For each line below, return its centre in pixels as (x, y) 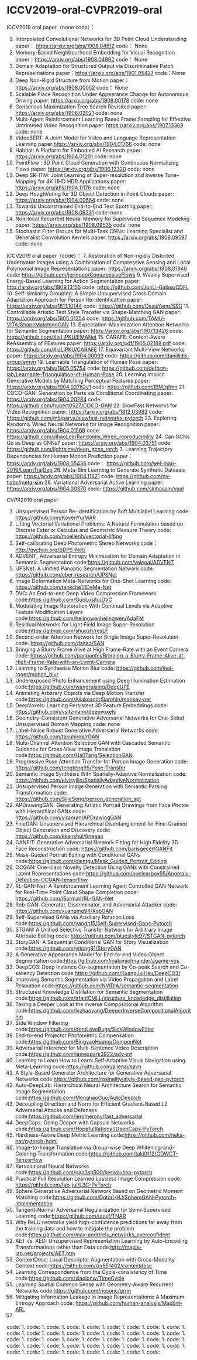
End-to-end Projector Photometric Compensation (74, 1035)
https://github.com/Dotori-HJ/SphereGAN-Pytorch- (115, 1197)
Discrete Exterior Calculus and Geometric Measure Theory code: (93, 530)
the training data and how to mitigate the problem (75, 1228)
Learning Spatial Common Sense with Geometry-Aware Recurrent (94, 1284)
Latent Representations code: (51, 873)
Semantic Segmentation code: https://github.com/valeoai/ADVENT (94, 562)
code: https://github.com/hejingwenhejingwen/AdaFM (80, 618)
